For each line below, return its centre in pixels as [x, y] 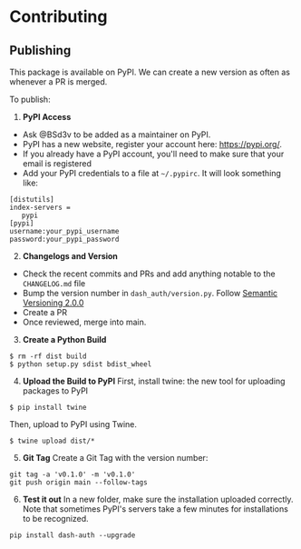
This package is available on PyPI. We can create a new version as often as [150, 72]
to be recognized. [55, 519]
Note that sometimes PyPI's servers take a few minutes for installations [155, 509]
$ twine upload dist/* [52, 441]
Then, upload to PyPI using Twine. [73, 424]
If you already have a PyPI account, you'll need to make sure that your [153, 154]
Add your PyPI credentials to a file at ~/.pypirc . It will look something [151, 173]
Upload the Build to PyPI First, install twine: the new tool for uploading [154, 381]
